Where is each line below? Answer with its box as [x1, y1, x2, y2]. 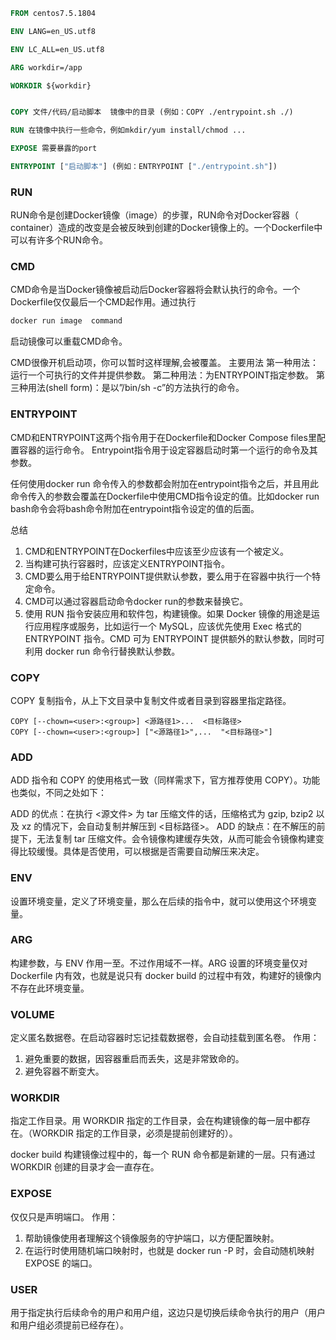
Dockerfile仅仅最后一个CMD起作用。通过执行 [10, 296, 197, 308]
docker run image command [10, 316, 123, 326]
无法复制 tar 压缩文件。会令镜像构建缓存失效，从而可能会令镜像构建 [36, 833, 316, 845]
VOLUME [10, 1007, 55, 1021]
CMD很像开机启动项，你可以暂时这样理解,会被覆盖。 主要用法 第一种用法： [10, 357, 319, 369]
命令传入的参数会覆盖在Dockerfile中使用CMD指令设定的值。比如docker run [10, 490, 320, 502]
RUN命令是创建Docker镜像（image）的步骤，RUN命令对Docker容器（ [10, 209, 299, 221]
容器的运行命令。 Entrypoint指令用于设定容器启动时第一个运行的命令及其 [18, 444, 318, 456]
